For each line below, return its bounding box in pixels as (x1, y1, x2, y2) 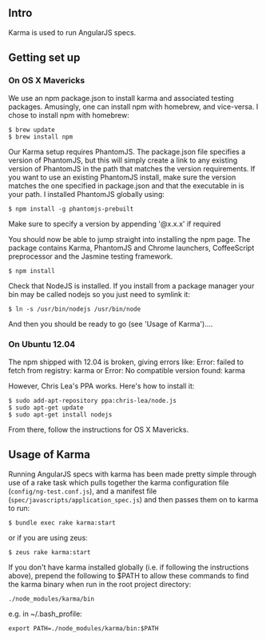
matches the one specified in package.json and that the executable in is (8, 180, 245, 191)
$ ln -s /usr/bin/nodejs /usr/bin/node (8, 304, 141, 313)
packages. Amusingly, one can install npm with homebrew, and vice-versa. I (8, 102, 259, 111)
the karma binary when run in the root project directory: (8, 579, 192, 589)
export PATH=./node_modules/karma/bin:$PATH (8, 624, 159, 632)
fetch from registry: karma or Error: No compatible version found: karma (8, 365, 246, 375)
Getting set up (8, 51, 81, 65)
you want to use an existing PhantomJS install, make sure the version (8, 172, 236, 182)
